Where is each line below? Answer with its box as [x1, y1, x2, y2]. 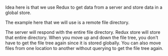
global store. [5, 10, 31, 16]
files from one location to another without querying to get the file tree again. [5, 45, 163, 51]
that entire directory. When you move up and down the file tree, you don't [5, 35, 158, 40]
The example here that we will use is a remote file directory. [5, 20, 130, 25]
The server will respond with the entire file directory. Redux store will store [5, 29, 160, 35]
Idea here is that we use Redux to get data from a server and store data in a [5, 5, 163, 10]
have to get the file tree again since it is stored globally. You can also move [5, 40, 161, 46]
